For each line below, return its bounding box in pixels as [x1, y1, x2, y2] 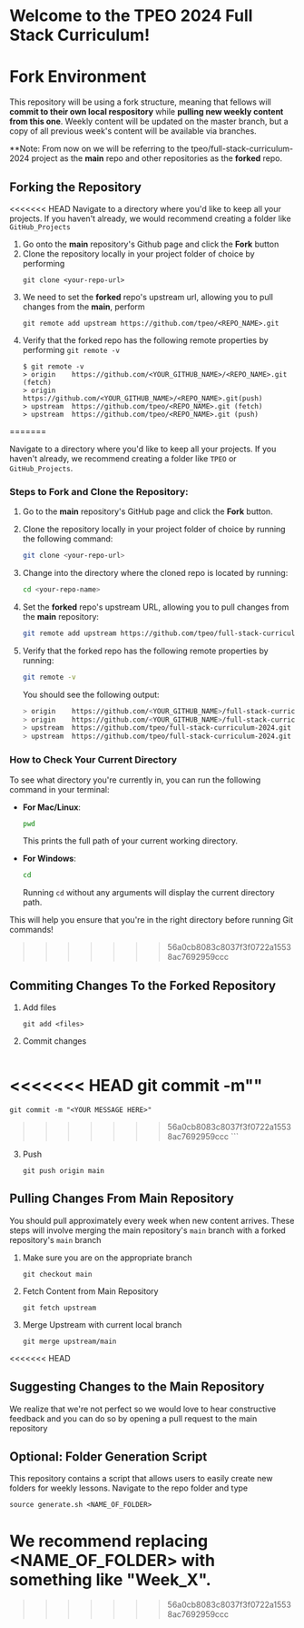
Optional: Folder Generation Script [9, 1449, 208, 1465]
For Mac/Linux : [22, 802, 82, 813]
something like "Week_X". [9, 1569, 211, 1590]
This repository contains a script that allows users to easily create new [9, 1473, 273, 1484]
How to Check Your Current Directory [9, 753, 178, 766]
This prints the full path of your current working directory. [22, 835, 239, 846]
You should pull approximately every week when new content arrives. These [9, 1215, 295, 1226]
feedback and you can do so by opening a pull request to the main [9, 1412, 258, 1424]
